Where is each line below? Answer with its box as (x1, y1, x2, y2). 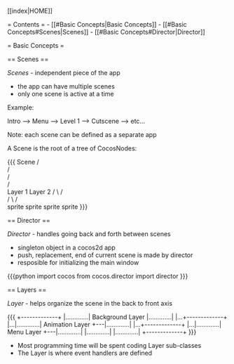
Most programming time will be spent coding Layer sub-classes (17, 342, 202, 349)
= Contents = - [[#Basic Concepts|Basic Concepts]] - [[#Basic (7, 20, 187, 28)
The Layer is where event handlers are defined (17, 349, 153, 357)
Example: (7, 103, 34, 112)
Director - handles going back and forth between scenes (7, 230, 172, 238)
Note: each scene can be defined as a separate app (7, 131, 157, 138)
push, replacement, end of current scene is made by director (17, 251, 193, 259)
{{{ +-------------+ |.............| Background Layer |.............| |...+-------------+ (7, 313, 228, 321)
